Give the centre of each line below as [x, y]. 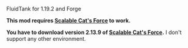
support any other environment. [46, 39]
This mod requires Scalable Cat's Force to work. [69, 20]
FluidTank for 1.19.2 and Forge [44, 9]
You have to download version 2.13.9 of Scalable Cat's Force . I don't [94, 32]
